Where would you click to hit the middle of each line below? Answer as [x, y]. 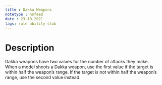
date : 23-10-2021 [24, 19]
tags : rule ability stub [31, 23]
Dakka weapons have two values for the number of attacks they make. [77, 62]
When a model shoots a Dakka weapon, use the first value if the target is [79, 67]
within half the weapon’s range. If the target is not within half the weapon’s [81, 72]
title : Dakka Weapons [28, 10]
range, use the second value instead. [43, 78]
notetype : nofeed [24, 14]
